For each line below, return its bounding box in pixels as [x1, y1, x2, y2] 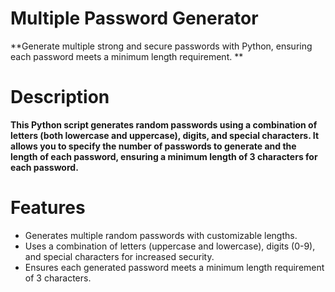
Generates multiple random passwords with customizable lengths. [24, 229, 298, 241]
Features [10, 197, 86, 219]
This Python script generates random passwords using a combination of [10, 118, 318, 131]
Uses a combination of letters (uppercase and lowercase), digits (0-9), [24, 240, 316, 252]
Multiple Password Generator [10, 7, 259, 30]
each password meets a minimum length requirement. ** [10, 50, 244, 62]
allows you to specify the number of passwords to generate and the [10, 140, 297, 152]
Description [10, 86, 110, 109]
